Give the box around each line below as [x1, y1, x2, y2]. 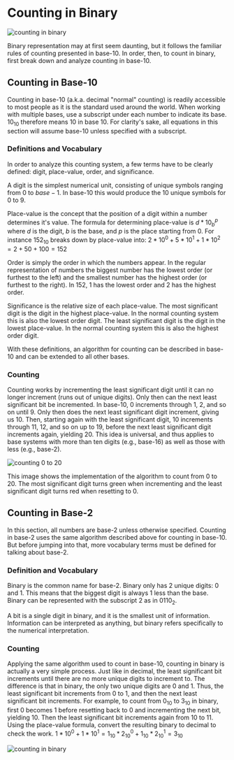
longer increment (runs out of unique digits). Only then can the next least [7, 393, 217, 401]
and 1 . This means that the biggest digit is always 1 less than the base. [7, 589, 209, 597]
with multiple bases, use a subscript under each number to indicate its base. [7, 110, 227, 118]
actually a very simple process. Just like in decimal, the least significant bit [7, 667, 222, 675]
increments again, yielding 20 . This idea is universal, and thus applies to [7, 430, 214, 438]
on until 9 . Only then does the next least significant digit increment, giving [7, 408, 219, 417]
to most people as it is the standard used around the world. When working [7, 103, 221, 111]
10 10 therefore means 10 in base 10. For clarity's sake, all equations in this [7, 117, 219, 127]
